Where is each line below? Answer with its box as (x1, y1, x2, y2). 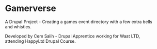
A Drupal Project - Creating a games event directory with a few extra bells (5, 19, 153, 24)
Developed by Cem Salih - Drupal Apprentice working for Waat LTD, (5, 33, 141, 39)
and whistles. (5, 24, 31, 29)
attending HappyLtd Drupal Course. (5, 38, 76, 44)
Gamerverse (5, 3, 57, 14)
